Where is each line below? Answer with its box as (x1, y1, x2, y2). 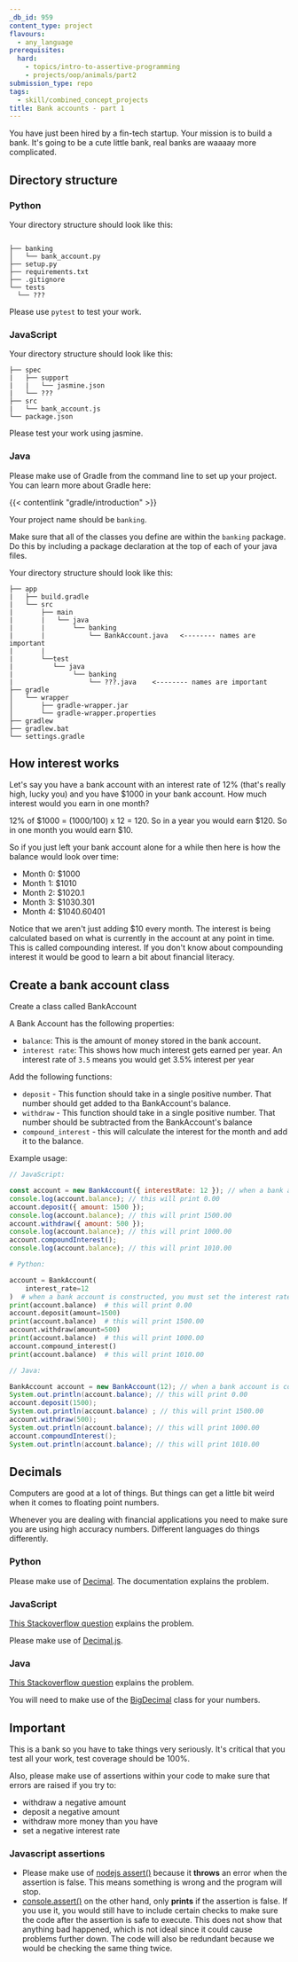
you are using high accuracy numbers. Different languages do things (9, 1524, 260, 1534)
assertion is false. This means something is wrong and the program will (21, 1877, 282, 1887)
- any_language (17, 37, 74, 47)
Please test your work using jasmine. (9, 428, 144, 439)
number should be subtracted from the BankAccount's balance (21, 1117, 253, 1127)
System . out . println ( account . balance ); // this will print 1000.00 (9, 1423, 260, 1432)
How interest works (9, 756, 120, 771)
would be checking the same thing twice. (21, 1943, 173, 1954)
